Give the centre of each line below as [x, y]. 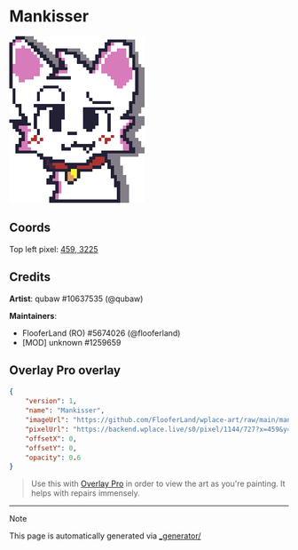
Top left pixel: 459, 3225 [54, 249]
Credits [30, 277]
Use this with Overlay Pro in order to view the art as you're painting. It [158, 484]
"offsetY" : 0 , [51, 448]
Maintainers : [33, 315]
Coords [30, 228]
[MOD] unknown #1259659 [71, 342]
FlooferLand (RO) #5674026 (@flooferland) [101, 333]
